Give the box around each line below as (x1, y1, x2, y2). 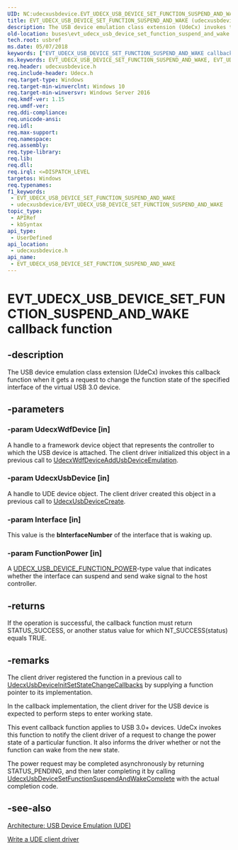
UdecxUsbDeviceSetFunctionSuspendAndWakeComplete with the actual (7, 774, 220, 783)
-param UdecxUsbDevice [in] (7, 473, 110, 483)
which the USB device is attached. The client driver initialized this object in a (7, 448, 230, 456)
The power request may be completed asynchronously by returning (7, 759, 204, 768)
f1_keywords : (7, 188, 46, 195)
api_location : (7, 241, 50, 248)
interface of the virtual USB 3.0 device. (7, 383, 121, 391)
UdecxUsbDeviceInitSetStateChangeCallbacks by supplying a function (7, 681, 214, 689)
